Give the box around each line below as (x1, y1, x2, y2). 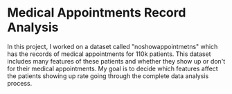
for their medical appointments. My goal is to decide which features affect (7, 64, 218, 73)
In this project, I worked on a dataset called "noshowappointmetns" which (7, 42, 218, 50)
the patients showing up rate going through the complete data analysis (7, 71, 209, 80)
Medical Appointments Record (7, 5, 186, 21)
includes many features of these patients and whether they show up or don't (7, 57, 226, 65)
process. (7, 79, 33, 87)
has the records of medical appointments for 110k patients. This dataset (7, 50, 211, 58)
